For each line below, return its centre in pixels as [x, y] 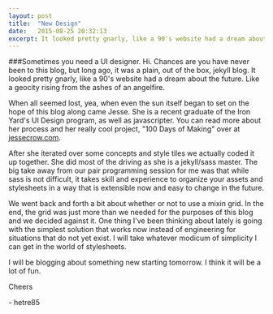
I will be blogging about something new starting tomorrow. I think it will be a [135, 262]
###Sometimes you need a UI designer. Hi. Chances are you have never [129, 62]
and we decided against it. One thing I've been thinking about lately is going [135, 221]
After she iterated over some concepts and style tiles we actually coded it [131, 153]
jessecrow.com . [35, 138]
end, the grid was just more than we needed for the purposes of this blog [131, 213]
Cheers [21, 287]
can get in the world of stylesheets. [68, 247]
